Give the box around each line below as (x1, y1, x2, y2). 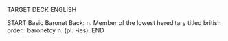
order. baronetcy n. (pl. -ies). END (7, 26, 104, 34)
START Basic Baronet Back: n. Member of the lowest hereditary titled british (7, 19, 221, 26)
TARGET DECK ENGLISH (7, 6, 77, 13)
